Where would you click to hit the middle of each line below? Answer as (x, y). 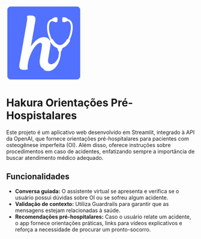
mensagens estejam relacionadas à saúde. (67, 210)
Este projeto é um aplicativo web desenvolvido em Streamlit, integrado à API (100, 132)
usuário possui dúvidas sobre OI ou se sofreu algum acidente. (91, 198)
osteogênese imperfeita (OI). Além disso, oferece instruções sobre (88, 145)
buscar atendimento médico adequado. (55, 157)
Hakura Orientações (58, 103)
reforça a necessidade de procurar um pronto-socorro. (83, 229)
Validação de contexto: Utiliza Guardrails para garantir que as (92, 204)
